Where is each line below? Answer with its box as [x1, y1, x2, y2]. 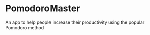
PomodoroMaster [5, 3, 80, 14]
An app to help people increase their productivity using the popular [5, 19, 145, 25]
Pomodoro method [5, 24, 44, 30]
